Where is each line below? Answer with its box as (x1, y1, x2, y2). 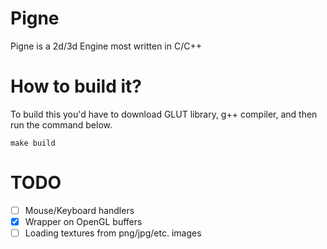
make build (10, 138, 56, 148)
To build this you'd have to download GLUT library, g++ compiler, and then (10, 108, 318, 120)
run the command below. (10, 118, 113, 131)
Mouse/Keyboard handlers (24, 204, 135, 216)
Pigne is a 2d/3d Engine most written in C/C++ (10, 40, 202, 52)
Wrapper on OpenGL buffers (24, 215, 143, 227)
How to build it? (10, 75, 142, 98)
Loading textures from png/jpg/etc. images (24, 227, 202, 239)
